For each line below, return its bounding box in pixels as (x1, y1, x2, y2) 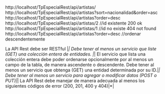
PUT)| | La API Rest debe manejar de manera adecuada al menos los (5, 77, 145, 83)
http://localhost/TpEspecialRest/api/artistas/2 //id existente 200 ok (5, 20, 142, 26)
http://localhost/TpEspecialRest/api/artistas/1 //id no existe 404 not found (5, 25, 156, 31)
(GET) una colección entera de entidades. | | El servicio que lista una (5, 51, 146, 57)
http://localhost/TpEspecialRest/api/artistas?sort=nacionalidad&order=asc (5, 9, 158, 15)
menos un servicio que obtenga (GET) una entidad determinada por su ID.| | (5, 67, 160, 73)
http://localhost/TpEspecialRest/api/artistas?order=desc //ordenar (5, 31, 141, 36)
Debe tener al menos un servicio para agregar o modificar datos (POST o (5, 72, 157, 78)
